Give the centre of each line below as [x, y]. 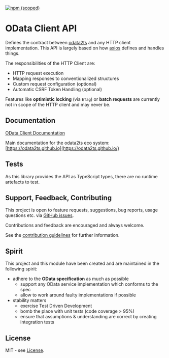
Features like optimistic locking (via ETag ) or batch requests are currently [82, 99]
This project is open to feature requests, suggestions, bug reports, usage [82, 210]
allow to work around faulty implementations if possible [78, 295]
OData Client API [41, 29]
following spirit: [21, 269]
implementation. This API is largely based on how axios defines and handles [85, 48]
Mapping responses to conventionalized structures [66, 78]
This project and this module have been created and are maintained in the [82, 264]
